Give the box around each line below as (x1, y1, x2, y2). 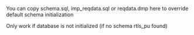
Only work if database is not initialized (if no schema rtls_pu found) (6, 23, 168, 29)
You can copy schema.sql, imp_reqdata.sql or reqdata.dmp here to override (6, 5, 189, 12)
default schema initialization (6, 11, 74, 18)
